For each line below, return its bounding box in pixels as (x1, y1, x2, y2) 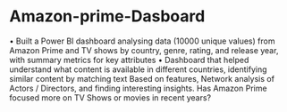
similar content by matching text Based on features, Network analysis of (9, 73, 275, 84)
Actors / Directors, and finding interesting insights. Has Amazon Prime (9, 83, 267, 93)
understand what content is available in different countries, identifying (9, 64, 267, 75)
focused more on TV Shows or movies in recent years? (9, 92, 212, 103)
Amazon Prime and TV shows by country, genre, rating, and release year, (9, 44, 279, 55)
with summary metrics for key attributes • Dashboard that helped (9, 54, 249, 65)
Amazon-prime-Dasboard (9, 6, 206, 27)
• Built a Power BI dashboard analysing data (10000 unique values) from (9, 36, 275, 46)
